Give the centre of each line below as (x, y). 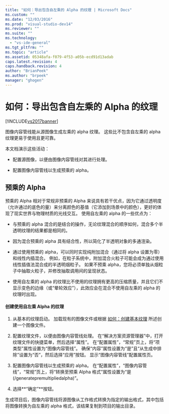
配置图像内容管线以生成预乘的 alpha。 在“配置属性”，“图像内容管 (80, 365)
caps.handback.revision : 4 (33, 66)
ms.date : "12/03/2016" (29, 19)
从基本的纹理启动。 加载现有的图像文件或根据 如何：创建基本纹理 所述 (85, 319)
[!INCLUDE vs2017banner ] (32, 121)
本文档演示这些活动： (27, 148)
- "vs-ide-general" (30, 43)
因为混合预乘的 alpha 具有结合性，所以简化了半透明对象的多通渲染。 (83, 241)
